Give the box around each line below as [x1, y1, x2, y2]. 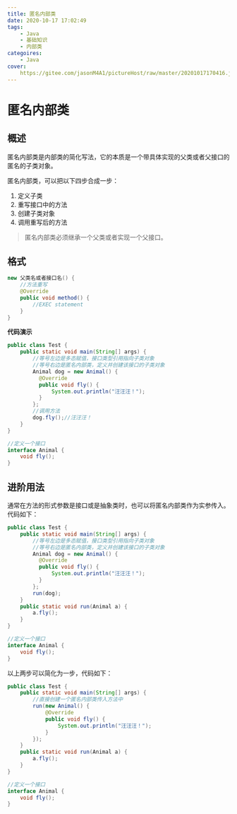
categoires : [7, 50, 42, 57]
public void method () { [20, 294, 90, 301]
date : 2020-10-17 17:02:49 [7, 17, 87, 24]
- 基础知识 [20, 37, 48, 44]
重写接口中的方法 [17, 200, 68, 208]
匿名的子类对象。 [7, 161, 57, 170]
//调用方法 [32, 408, 61, 415]
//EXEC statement [32, 301, 83, 308]
